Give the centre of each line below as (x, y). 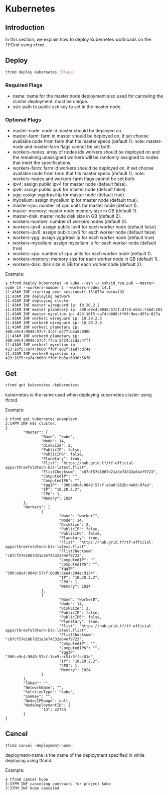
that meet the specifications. (42, 163)
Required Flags (24, 85)
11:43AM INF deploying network (38, 297)
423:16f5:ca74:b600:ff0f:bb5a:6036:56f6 (48, 358)
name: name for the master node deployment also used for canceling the (88, 96)
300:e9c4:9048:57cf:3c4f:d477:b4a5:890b (48, 332)
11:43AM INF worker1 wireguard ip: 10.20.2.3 (53, 319)
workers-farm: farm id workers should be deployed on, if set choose (83, 168)
